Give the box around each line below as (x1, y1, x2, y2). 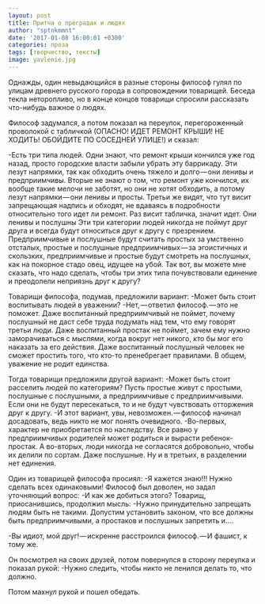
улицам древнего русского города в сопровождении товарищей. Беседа (8, 85, 256, 95)
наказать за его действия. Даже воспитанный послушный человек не (8, 342, 245, 351)
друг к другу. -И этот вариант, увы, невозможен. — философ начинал (8, 408, 241, 417)
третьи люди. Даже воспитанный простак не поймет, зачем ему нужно (8, 325, 251, 335)
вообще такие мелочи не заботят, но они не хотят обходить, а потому (8, 184, 245, 193)
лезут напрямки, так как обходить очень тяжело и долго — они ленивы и (8, 167, 254, 177)
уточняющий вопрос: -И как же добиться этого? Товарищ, (8, 490, 206, 500)
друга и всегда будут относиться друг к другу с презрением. (8, 226, 216, 235)
